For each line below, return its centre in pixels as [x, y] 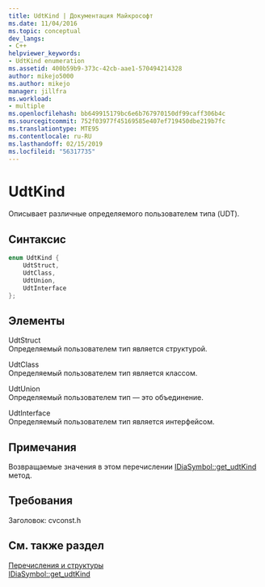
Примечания [42, 447]
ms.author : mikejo [39, 83]
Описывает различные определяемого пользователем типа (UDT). [124, 214]
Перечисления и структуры [56, 565]
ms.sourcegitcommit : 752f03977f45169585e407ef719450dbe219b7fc [117, 121]
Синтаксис [37, 239]
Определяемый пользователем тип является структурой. [108, 349]
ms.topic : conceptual [45, 31]
